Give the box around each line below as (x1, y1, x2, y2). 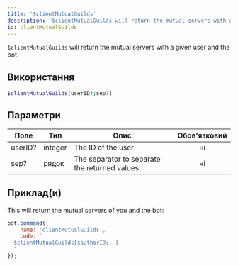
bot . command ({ (7, 219, 50, 227)
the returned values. (74, 162, 141, 172)
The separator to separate (74, 154, 161, 164)
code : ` (20, 233, 42, 240)
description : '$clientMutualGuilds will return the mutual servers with (7, 17, 227, 24)
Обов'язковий (177, 131, 227, 140)
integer (43, 143, 67, 153)
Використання (7, 71, 75, 83)
